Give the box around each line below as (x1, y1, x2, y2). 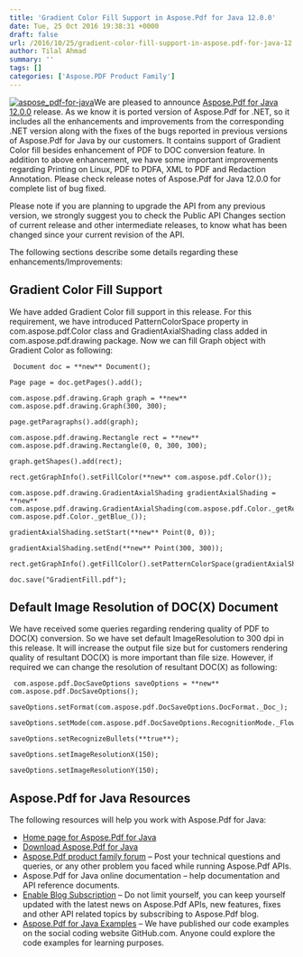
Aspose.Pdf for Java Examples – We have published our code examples (22, 918, 289, 929)
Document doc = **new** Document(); (13, 362, 151, 371)
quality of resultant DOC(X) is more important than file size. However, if (9, 652, 273, 663)
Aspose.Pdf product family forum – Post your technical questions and (22, 851, 281, 862)
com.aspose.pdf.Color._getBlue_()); (9, 511, 147, 521)
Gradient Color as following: (9, 345, 114, 355)
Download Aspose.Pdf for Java (22, 842, 138, 852)
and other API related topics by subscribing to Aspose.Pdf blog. (22, 908, 260, 920)
